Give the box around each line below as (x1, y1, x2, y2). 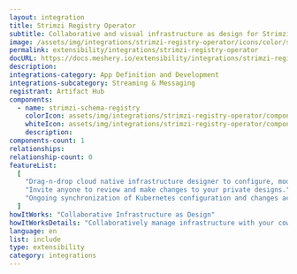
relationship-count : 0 (9, 152, 93, 162)
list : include (9, 235, 62, 244)
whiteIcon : (25, 120, 65, 129)
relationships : (9, 144, 65, 153)
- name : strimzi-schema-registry (17, 103, 141, 112)
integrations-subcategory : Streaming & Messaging (9, 79, 196, 88)
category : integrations (9, 251, 97, 261)
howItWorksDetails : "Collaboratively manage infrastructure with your (9, 218, 275, 227)
